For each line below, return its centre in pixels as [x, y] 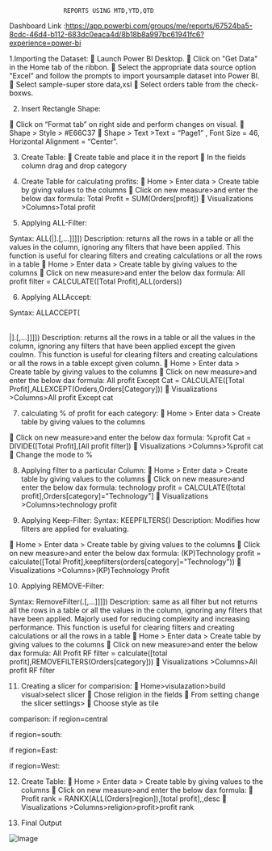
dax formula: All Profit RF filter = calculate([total [88, 653]
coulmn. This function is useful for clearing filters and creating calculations [134, 354]
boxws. [21, 93]
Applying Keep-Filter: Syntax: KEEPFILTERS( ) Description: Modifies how [140, 520]
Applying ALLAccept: [56, 297]
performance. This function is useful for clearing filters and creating [122, 627]
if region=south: [36, 734]
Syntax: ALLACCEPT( [44, 313]
